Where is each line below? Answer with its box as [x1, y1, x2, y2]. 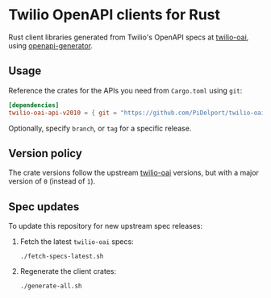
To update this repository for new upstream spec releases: [8, 221, 203, 231]
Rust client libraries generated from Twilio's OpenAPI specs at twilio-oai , [8, 32, 249, 42]
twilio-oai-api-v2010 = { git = [8, 109, 117, 117]
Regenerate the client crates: [19, 267, 117, 276]
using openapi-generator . [8, 40, 94, 50]
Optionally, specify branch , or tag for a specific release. [8, 123, 192, 133]
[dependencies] [8, 101, 60, 110]
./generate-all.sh [19, 282, 82, 291]
